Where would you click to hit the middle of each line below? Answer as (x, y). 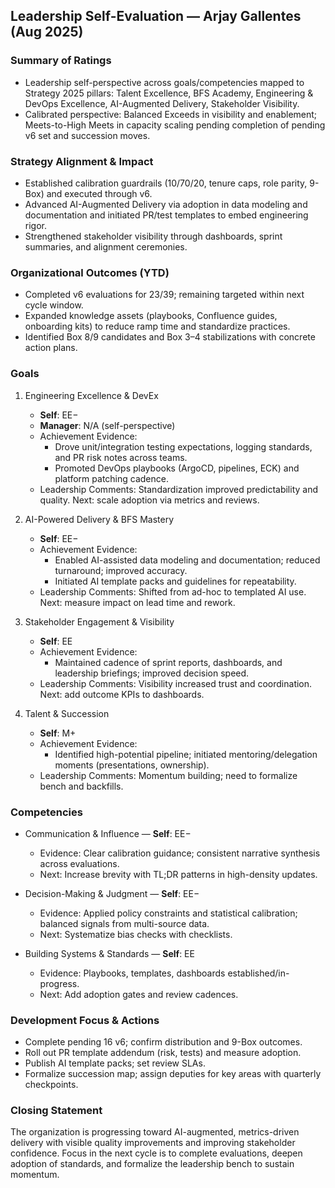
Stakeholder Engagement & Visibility (99, 621)
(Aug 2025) (47, 32)
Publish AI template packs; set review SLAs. (115, 1063)
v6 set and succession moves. (87, 135)
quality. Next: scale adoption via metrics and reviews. (149, 500)
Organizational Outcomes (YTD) (90, 272)
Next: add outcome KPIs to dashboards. (122, 694)
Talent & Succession (67, 713)
